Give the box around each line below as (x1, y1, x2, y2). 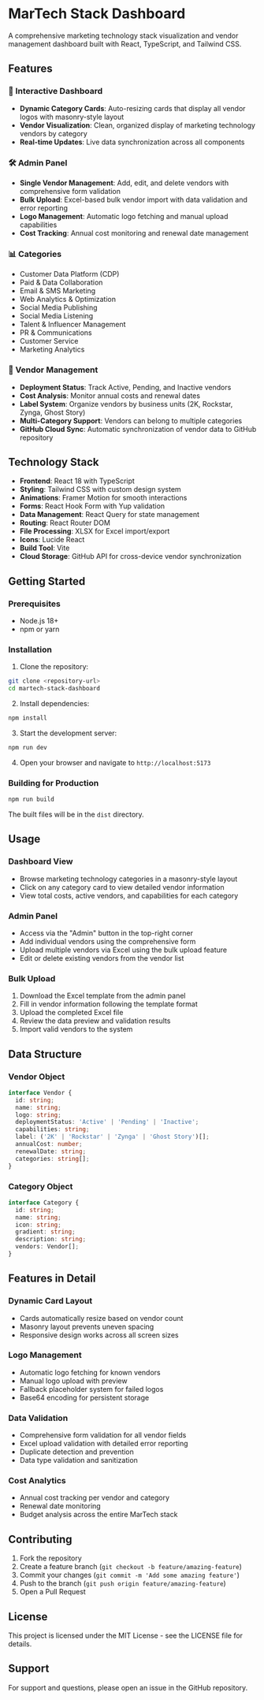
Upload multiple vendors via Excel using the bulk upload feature (19, 945, 227, 954)
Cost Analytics (8, 1475, 67, 1486)
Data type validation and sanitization (19, 1456, 138, 1465)
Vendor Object (8, 1071, 65, 1082)
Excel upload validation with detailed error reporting (19, 1439, 188, 1449)
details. (8, 1639, 32, 1649)
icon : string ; (15, 1221, 61, 1229)
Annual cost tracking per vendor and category (19, 1493, 170, 1502)
